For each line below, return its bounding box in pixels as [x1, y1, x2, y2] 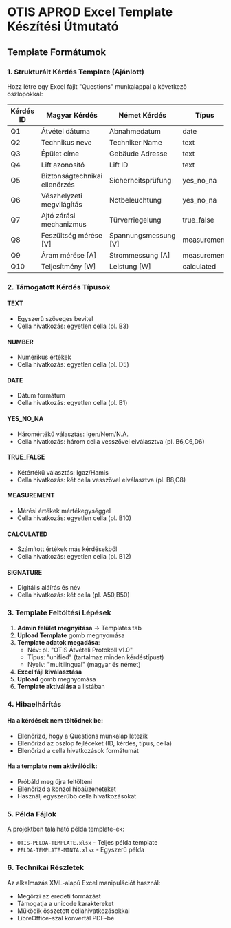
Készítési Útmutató [7, 19, 119, 34]
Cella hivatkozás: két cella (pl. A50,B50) [16, 590, 130, 599]
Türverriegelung [109, 215, 162, 225]
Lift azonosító [41, 160, 85, 169]
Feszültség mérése [41, 230, 103, 240]
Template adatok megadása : [16, 638, 100, 646]
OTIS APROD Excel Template [7, 4, 173, 20]
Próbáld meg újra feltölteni [16, 778, 93, 786]
